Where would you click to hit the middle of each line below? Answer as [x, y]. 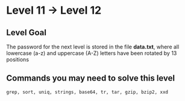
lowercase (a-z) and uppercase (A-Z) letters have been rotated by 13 [92, 53]
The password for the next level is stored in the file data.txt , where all [93, 47]
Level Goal [27, 33]
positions [17, 59]
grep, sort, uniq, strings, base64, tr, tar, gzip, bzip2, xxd [87, 92]
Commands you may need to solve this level [91, 78]
